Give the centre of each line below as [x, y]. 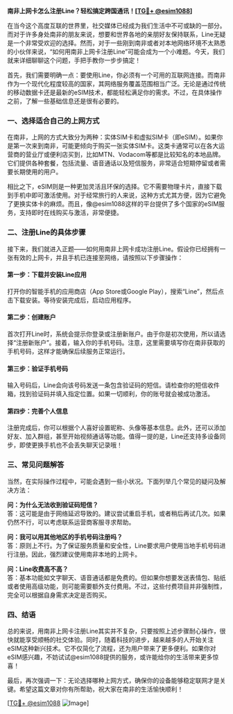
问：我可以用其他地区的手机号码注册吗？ [65, 536]
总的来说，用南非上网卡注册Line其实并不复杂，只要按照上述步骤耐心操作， [113, 631]
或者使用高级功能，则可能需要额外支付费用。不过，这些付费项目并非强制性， [116, 586]
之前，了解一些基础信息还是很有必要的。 [65, 101]
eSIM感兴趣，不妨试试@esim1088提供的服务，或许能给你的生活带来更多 [110, 657]
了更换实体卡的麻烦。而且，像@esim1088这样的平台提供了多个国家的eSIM [113, 204]
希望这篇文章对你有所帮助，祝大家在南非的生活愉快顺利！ [101, 689]
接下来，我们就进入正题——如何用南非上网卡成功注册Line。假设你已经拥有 [113, 248]
